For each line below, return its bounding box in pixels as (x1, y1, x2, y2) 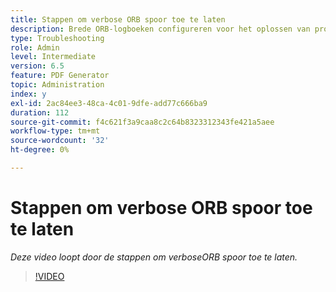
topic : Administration (10, 80, 105, 90)
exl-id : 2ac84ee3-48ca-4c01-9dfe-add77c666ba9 (10, 98, 208, 108)
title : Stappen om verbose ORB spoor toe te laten (10, 14, 226, 25)
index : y (10, 89, 47, 99)
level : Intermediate (10, 52, 97, 62)
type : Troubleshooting (10, 33, 105, 43)
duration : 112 (10, 107, 70, 118)
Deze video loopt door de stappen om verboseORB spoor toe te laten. (10, 251, 298, 263)
